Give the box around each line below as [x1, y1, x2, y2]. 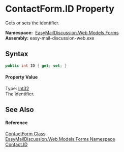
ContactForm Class [5, 131, 46, 137]
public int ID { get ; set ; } [5, 63, 67, 68]
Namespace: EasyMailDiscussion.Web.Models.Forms [5, 29, 119, 35]
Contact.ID [5, 141, 28, 147]
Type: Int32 [5, 85, 29, 91]
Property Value [5, 74, 38, 80]
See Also [5, 105, 34, 114]
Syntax [5, 50, 28, 58]
